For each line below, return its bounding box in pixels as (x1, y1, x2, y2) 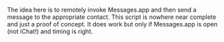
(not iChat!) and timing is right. (7, 27, 93, 35)
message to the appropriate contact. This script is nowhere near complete (7, 13, 216, 21)
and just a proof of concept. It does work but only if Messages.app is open (7, 20, 218, 28)
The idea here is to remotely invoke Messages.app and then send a (7, 6, 197, 14)
